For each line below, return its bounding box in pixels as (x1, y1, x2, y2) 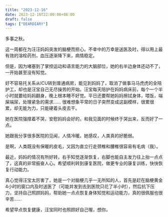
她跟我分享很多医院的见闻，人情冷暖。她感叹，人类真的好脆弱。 (5, 133, 136, 139)
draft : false (5, 17, 32, 22)
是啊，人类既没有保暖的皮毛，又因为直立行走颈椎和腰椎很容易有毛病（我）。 (5, 143, 161, 149)
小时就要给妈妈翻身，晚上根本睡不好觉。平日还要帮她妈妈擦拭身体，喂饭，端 (5, 93, 163, 99)
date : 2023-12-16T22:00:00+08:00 (5, 12, 75, 17)
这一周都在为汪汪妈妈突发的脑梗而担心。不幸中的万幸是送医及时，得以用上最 (5, 46, 163, 53)
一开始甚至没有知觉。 (5, 70, 49, 76)
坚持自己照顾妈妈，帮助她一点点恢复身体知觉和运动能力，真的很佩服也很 (13, 190, 163, 196)
